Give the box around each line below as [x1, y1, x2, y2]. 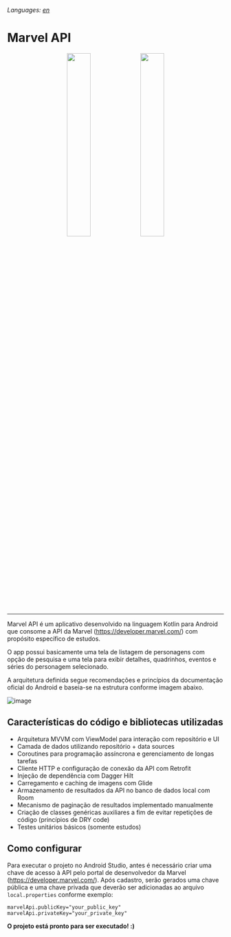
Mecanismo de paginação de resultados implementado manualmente [16, 800, 213, 809]
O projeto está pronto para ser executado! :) [7, 922, 135, 930]
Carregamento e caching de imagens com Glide [16, 778, 153, 787]
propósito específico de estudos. [7, 634, 101, 643]
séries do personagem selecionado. [7, 662, 109, 671]
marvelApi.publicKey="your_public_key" [7, 903, 122, 911]
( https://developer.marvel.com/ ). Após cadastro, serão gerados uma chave [7, 876, 219, 884]
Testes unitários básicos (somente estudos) [16, 823, 142, 831]
